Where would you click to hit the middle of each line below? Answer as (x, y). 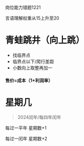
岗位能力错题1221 (23, 7)
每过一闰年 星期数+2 (26, 139)
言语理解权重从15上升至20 (32, 18)
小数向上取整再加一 (32, 67)
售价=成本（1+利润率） (29, 80)
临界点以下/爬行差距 (33, 61)
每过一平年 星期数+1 (26, 128)
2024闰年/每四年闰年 (39, 117)
